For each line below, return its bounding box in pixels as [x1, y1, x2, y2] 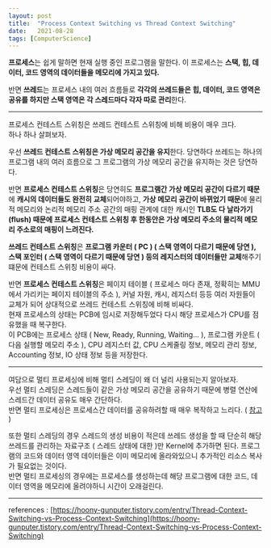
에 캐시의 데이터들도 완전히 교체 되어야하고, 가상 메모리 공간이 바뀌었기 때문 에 [8, 195, 248, 204]
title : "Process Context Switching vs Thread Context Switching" [8, 19, 236, 27]
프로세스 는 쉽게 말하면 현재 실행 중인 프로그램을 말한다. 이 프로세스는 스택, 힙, [8, 57, 252, 67]
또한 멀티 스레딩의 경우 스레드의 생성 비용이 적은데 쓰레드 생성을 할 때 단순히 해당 [8, 431, 262, 441]
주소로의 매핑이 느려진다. [16, 225, 94, 234]
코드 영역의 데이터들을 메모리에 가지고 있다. [25, 68, 160, 78]
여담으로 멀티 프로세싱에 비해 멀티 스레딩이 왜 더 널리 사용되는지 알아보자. [8, 375, 239, 385]
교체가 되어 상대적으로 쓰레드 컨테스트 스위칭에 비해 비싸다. [8, 300, 194, 310]
